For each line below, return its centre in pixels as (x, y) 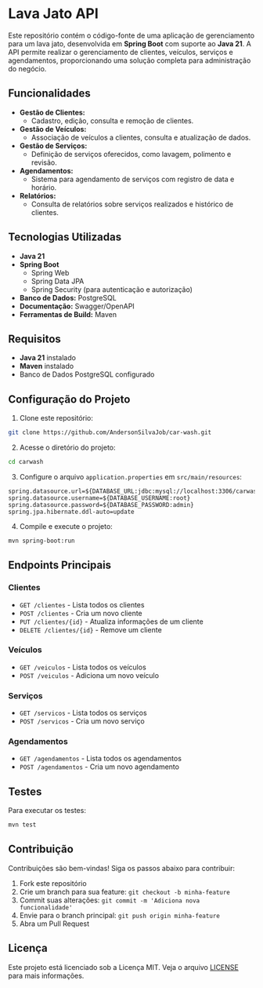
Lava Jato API (54, 14)
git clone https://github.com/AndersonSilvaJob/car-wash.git (110, 432)
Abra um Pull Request (54, 924)
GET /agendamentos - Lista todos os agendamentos (101, 759)
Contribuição (41, 849)
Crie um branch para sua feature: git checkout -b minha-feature (125, 891)
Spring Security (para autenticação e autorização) (112, 289)
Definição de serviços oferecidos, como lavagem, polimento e (131, 154)
